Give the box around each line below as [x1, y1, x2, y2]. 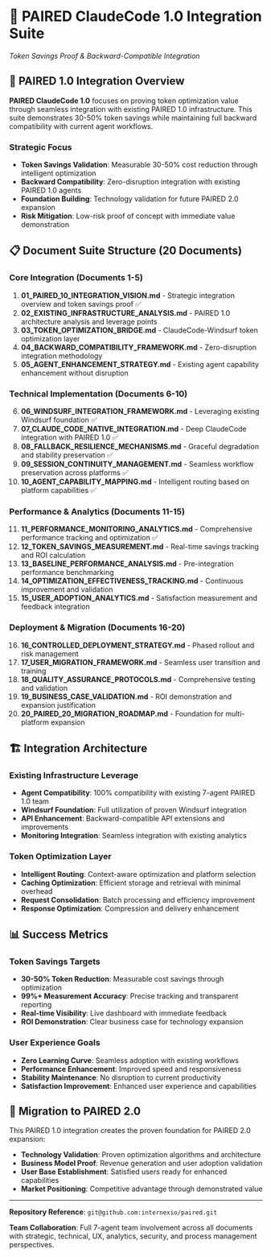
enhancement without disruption [20, 368, 129, 378]
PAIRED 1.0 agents [20, 185, 82, 196]
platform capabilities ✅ [20, 486, 97, 495]
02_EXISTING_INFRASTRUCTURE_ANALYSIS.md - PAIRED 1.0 [20, 308, 231, 317]
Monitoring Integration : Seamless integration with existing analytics [20, 831, 248, 841]
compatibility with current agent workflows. [9, 121, 154, 131]
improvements [20, 822, 69, 832]
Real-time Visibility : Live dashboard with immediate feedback [20, 1008, 228, 1018]
